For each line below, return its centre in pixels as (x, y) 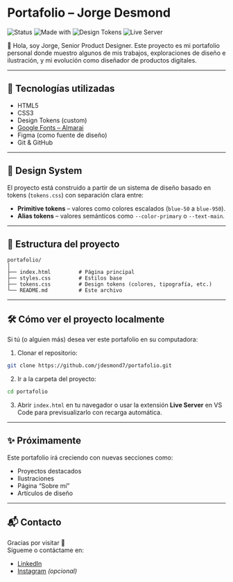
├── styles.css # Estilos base (65, 278)
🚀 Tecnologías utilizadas (61, 89)
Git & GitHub (35, 142)
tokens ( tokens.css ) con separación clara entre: (76, 195)
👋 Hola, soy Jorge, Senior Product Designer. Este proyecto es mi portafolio (114, 45)
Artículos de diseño (45, 493)
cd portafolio (28, 392)
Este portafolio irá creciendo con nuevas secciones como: (90, 458)
